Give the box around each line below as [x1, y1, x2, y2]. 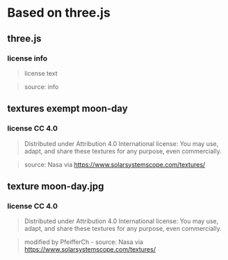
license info [7, 54, 48, 63]
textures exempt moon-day [7, 103, 129, 115]
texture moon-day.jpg [7, 180, 104, 192]
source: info [24, 82, 59, 91]
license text [24, 69, 58, 77]
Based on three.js [7, 5, 111, 21]
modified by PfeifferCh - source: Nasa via [24, 238, 144, 246]
